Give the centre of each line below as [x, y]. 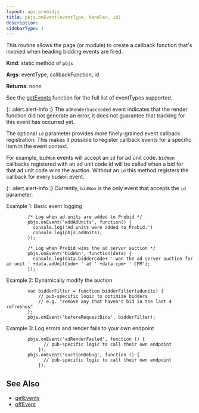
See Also [23, 383]
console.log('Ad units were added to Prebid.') [93, 228]
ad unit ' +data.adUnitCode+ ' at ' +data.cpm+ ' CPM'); [78, 264]
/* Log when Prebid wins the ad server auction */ [92, 249]
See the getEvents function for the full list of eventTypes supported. [89, 98]
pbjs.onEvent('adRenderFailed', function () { [86, 339]
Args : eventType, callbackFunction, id [53, 74]
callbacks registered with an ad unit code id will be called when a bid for [95, 164]
